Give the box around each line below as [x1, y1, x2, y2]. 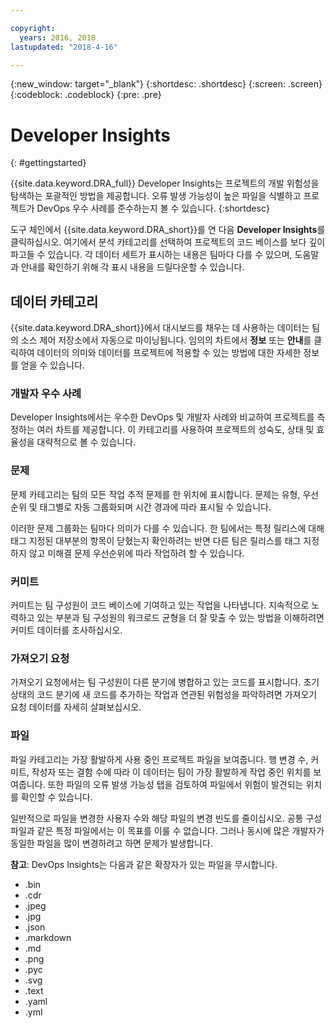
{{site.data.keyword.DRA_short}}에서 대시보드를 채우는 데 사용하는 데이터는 [10, 322, 310, 334]
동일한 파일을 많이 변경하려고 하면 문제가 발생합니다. [10, 837, 213, 849]
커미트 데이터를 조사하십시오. [10, 624, 123, 636]
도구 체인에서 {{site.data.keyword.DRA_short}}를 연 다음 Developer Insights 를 [10, 224, 326, 236]
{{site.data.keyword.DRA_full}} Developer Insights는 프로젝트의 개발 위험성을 [10, 177, 320, 190]
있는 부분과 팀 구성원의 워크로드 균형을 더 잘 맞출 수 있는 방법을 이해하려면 [36, 612, 325, 624]
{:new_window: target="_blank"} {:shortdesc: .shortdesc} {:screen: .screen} [10, 78, 323, 90]
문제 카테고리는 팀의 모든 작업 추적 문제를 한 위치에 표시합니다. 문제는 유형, [10, 488, 301, 500]
